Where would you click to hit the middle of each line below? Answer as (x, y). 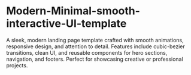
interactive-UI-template (66, 24)
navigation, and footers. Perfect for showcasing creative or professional (95, 59)
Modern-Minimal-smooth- (73, 11)
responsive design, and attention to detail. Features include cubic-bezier (95, 46)
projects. (17, 65)
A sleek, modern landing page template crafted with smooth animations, (95, 40)
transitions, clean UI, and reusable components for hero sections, (87, 52)
